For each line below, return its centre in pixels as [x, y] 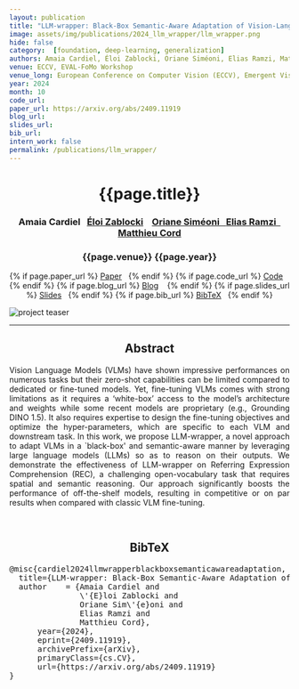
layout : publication [48, 17]
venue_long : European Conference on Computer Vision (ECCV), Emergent [143, 76]
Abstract [149, 349]
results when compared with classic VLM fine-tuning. [107, 502]
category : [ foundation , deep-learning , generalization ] [117, 51]
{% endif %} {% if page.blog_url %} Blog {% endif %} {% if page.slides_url [149, 286]
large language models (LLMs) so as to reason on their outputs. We [149, 455]
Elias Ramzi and [115, 613]
